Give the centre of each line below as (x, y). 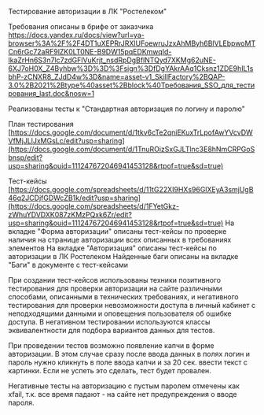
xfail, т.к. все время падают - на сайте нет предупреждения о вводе (123, 394)
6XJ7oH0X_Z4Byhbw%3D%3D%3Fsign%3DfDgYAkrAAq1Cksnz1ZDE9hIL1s (131, 69)
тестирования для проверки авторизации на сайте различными (115, 288)
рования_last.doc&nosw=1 (51, 93)
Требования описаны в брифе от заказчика (81, 26)
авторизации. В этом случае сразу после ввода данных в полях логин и (129, 354)
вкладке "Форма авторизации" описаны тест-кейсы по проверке (117, 231)
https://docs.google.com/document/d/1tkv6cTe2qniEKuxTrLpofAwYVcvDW (132, 132)
